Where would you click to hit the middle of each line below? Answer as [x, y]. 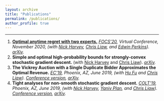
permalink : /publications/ [32, 19]
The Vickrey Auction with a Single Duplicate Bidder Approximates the [84, 68]
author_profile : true [27, 23]
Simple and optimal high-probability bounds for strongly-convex [79, 57]
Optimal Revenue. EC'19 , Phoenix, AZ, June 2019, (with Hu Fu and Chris [85, 73]
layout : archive [21, 10]
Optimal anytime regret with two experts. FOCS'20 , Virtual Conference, [85, 41]
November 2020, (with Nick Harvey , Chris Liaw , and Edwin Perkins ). [81, 47]
